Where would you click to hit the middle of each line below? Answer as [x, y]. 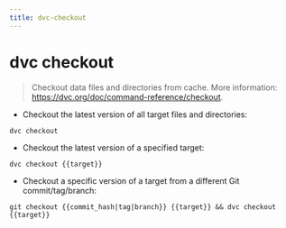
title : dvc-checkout [48, 18]
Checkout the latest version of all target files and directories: [135, 114]
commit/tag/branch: [60, 190]
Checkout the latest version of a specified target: [113, 147]
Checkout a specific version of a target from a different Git [131, 180]
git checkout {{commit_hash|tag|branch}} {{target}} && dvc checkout [143, 207]
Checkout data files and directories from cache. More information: [154, 87]
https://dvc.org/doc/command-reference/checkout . [127, 96]
